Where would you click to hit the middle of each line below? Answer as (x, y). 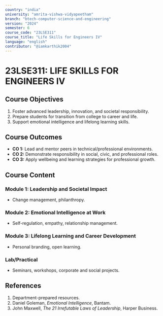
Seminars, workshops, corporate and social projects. (66, 270)
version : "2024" (22, 23)
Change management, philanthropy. (49, 200)
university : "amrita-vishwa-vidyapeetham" (49, 14)
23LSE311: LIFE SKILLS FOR (62, 71)
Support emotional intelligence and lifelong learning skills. (71, 122)
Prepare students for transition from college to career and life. (75, 116)
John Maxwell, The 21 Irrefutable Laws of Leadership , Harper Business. (85, 308)
